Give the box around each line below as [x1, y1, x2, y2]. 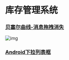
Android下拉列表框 [5, 48, 51, 55]
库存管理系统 [5, 4, 58, 16]
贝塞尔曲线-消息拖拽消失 [5, 23, 64, 30]
